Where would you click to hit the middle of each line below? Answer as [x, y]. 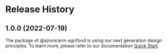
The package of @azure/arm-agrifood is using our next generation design [83, 40]
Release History [40, 9]
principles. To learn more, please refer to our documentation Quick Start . [82, 46]
